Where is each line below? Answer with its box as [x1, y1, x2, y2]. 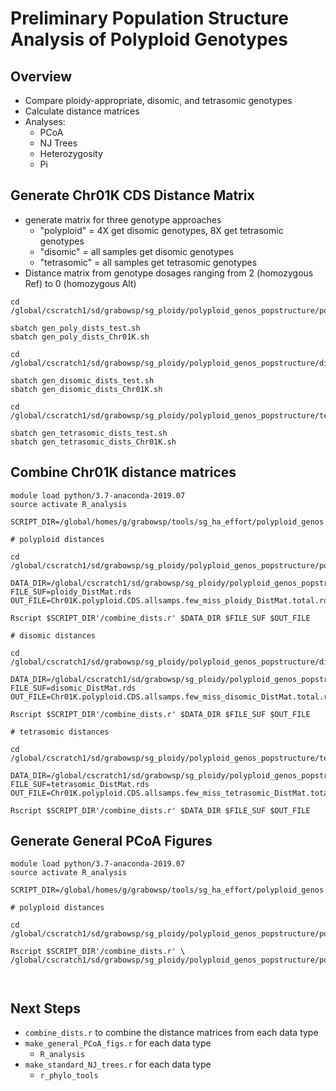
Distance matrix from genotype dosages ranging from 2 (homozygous [24, 267, 314, 279]
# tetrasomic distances [10, 727, 110, 737]
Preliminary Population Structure [10, 7, 289, 30]
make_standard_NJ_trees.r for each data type [24, 1058, 212, 1071]
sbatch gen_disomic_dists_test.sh [10, 375, 155, 386]
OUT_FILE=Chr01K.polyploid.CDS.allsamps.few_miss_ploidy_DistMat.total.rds [10, 595, 333, 606]
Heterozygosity [39, 148, 103, 159]
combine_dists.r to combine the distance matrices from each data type [24, 1027, 319, 1039]
